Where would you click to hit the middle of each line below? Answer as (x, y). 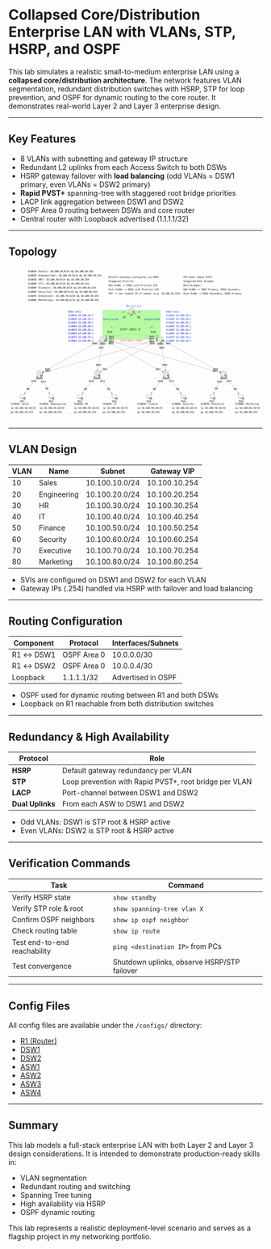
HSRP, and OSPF (65, 49)
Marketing (56, 562)
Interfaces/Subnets (145, 643)
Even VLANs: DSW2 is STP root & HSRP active (97, 830)
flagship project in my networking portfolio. (80, 1236)
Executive (55, 550)
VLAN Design (43, 449)
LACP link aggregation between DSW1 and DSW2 (102, 201)
